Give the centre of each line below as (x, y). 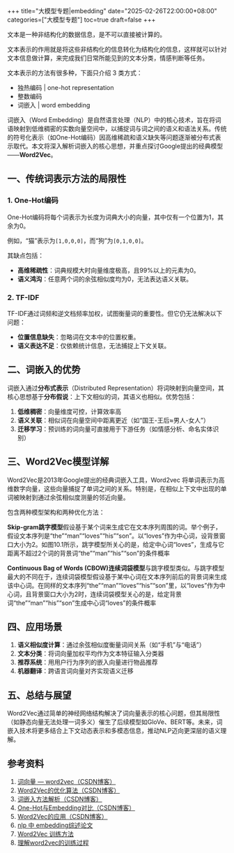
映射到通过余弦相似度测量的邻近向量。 (74, 497)
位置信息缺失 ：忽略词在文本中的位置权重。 (78, 337)
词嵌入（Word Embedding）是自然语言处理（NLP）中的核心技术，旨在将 (111, 120)
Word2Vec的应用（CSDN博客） (62, 817)
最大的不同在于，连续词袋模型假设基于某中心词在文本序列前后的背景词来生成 (117, 576)
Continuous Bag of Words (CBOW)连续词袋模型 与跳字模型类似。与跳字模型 (116, 568)
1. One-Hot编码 (33, 200)
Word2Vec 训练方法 (46, 834)
